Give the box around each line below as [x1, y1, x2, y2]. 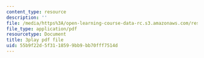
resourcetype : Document [6, 31, 67, 37]
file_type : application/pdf [6, 25, 78, 32]
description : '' [6, 14, 47, 21]
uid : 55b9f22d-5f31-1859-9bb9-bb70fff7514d [6, 43, 118, 49]
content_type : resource [6, 8, 67, 15]
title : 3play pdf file [6, 37, 64, 43]
